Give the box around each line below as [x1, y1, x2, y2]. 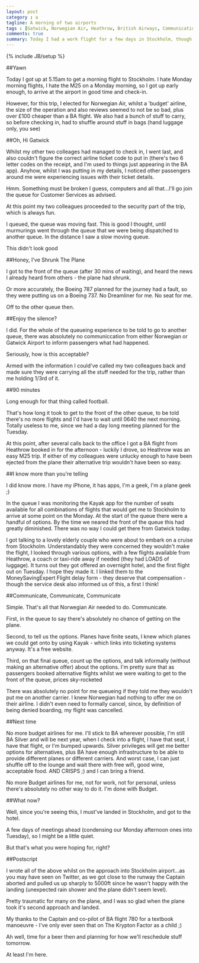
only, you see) [6, 125, 41, 132]
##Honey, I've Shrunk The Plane [6, 256, 85, 263]
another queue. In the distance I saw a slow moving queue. [6, 233, 150, 240]
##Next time [6, 718, 37, 725]
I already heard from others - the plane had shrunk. [6, 274, 131, 281]
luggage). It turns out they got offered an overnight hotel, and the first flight [6, 562, 190, 568]
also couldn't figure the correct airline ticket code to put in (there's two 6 [6, 155, 184, 161]
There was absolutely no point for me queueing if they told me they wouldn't [6, 688, 192, 694]
